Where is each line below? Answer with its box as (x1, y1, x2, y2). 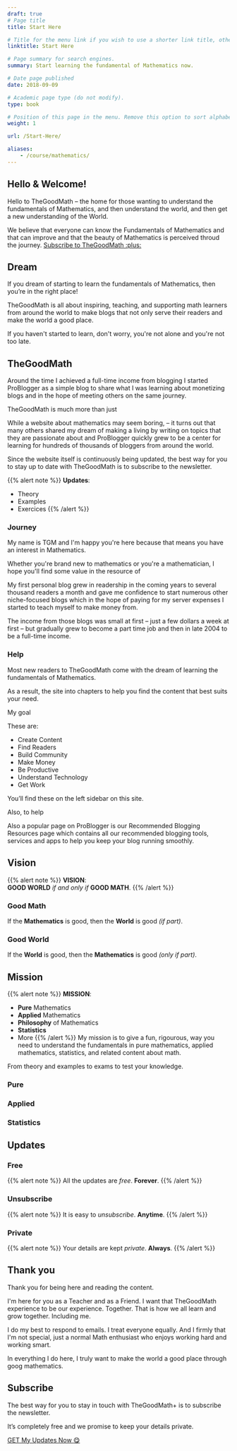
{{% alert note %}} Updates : (7, 476, 90, 484)
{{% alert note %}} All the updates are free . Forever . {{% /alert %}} (7, 1176, 202, 1185)
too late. (7, 337, 32, 346)
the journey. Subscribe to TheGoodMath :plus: (7, 241, 142, 249)
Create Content (17, 735, 63, 744)
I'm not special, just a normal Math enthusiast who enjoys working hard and (7, 1332, 227, 1342)
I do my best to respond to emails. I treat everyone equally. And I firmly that (7, 1325, 226, 1334)
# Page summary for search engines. (7, 56, 115, 63)
